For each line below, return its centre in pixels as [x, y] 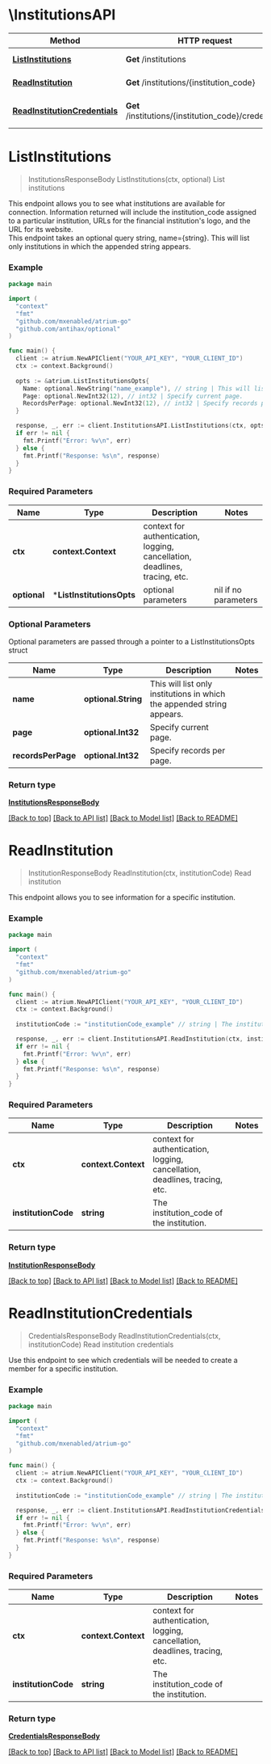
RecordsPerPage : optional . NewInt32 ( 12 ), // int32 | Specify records [140, 403]
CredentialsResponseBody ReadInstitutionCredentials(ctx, [124, 1336]
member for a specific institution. [63, 1369]
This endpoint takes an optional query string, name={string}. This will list [129, 238]
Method [65, 40]
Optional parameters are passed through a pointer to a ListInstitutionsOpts [132, 641]
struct [18, 650]
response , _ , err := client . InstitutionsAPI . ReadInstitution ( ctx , [129, 1039]
